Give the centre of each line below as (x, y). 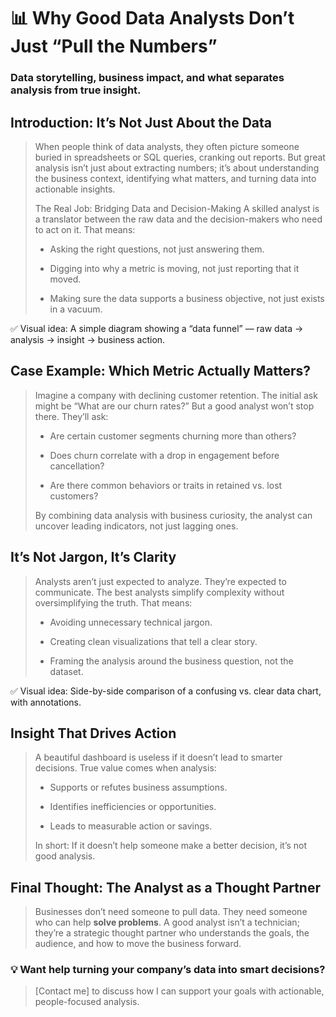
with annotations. (46, 702)
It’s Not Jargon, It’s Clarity (93, 557)
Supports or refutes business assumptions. (138, 787)
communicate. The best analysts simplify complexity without (159, 592)
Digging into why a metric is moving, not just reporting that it (174, 268)
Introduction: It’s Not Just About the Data (141, 122)
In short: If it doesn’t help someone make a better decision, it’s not (171, 846)
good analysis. (65, 856)
